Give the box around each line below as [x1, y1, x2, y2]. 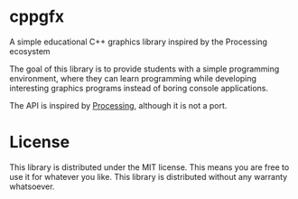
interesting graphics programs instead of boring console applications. [9, 82, 269, 93]
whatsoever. [9, 181, 55, 192]
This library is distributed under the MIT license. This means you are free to [9, 161, 290, 173]
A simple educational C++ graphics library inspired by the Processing [9, 36, 268, 47]
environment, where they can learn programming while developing [9, 72, 257, 83]
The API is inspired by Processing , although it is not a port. [9, 99, 228, 110]
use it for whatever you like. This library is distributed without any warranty [9, 171, 288, 182]
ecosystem [9, 45, 51, 56]
